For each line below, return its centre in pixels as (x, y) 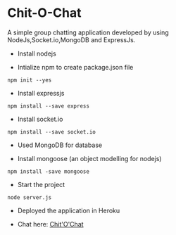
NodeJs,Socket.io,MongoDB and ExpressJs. (71, 39)
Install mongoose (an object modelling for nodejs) (89, 158)
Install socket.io (40, 119)
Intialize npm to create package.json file (75, 67)
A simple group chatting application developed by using (88, 32)
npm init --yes (30, 80)
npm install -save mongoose (49, 171)
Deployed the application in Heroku (69, 210)
